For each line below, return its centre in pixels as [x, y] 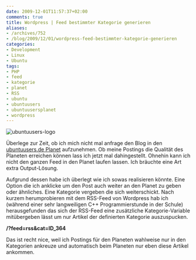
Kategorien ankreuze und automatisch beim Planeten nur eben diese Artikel [97, 246]
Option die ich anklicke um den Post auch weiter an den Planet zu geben [94, 186]
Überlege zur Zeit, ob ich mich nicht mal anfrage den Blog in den [84, 143]
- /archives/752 [26, 33]
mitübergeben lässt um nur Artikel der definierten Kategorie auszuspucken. [97, 217]
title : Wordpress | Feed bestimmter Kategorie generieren [78, 22]
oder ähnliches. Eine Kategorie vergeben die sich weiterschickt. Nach [90, 192]
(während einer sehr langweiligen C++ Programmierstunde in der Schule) [95, 205]
